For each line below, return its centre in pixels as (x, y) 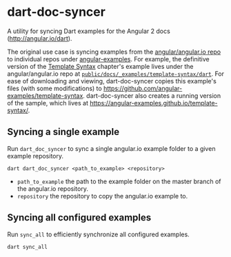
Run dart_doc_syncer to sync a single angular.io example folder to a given (111, 148)
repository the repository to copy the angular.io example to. (102, 196)
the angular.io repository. (52, 188)
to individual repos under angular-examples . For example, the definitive (108, 59)
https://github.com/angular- (143, 88)
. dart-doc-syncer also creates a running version (152, 95)
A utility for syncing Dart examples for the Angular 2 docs (89, 31)
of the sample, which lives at (48, 103)
